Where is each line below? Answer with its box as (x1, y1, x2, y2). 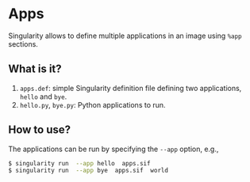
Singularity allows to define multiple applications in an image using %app (8, 31, 242, 40)
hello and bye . (19, 92, 67, 101)
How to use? (8, 123, 71, 137)
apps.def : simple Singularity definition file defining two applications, (19, 83, 242, 93)
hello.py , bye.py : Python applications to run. (19, 100, 166, 109)
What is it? (8, 63, 62, 76)
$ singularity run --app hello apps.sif (8, 159, 151, 167)
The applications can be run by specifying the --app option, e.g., (8, 144, 219, 154)
